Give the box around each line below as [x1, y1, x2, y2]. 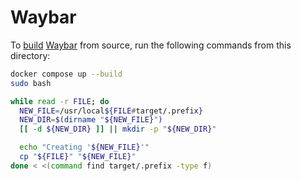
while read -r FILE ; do [10, 96, 110, 106]
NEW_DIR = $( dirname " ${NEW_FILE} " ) [19, 115, 163, 125]
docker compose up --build [10, 69, 123, 79]
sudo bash [10, 78, 52, 88]
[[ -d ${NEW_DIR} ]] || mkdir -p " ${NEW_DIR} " [19, 124, 217, 135]
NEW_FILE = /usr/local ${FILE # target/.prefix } [19, 106, 203, 116]
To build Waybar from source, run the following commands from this [10, 39, 292, 51]
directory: [10, 49, 51, 61]
